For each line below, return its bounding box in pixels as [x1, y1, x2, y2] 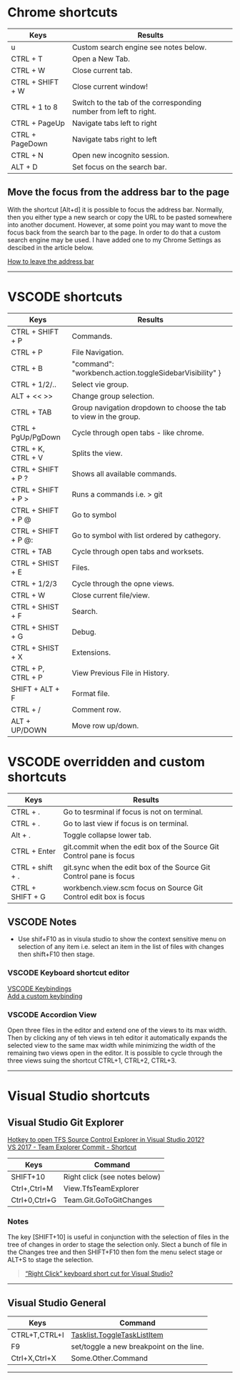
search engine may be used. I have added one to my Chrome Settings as [7, 235, 221, 244]
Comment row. [71, 705, 121, 715]
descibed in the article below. [7, 243, 94, 252]
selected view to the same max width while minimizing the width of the [7, 1041, 216, 1050]
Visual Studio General [7, 1296, 106, 1309]
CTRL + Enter [11, 846, 56, 856]
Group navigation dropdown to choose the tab [71, 402, 226, 412]
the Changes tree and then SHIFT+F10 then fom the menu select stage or [7, 1248, 223, 1256]
